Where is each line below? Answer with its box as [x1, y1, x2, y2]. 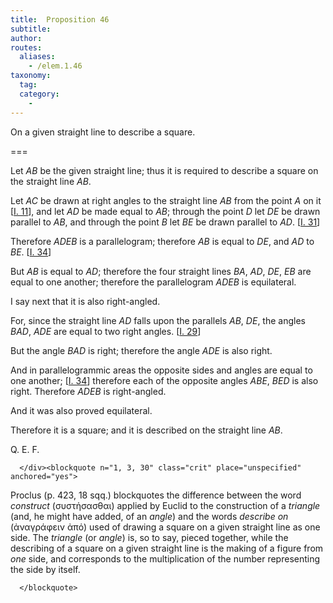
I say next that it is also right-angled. [10, 295, 161, 307]
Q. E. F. [10, 443, 40, 455]
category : [19, 89, 60, 99]
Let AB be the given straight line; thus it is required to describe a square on [10, 164, 319, 176]
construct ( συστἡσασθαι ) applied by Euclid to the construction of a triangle [10, 499, 321, 511]
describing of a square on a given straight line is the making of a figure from [10, 542, 324, 554]
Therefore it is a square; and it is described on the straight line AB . [10, 424, 283, 436]
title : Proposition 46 [10, 14, 110, 25]
